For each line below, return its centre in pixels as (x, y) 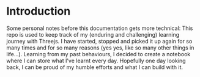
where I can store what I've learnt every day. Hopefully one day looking (96, 61)
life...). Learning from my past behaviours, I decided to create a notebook (98, 54)
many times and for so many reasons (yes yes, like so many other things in (100, 48)
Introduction (39, 11)
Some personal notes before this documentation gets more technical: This (100, 28)
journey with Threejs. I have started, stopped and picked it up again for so (99, 41)
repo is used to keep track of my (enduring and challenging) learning (93, 34)
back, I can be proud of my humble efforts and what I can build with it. (95, 67)
